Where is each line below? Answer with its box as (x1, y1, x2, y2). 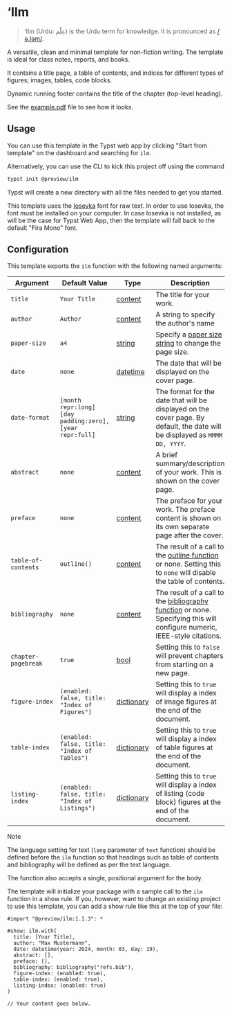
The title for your (155, 290, 210, 300)
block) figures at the (155, 797, 222, 807)
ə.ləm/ (23, 34, 43, 42)
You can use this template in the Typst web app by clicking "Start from (7, 141, 208, 150)
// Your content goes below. (7, 1000, 91, 1008)
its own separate (155, 522, 209, 532)
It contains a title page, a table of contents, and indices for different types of (7, 69, 224, 77)
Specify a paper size (155, 330, 222, 339)
